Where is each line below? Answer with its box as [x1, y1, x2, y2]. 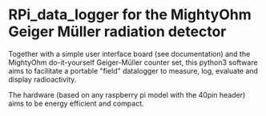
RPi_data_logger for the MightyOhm [8, 6, 252, 24]
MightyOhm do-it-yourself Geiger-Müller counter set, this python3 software [8, 58, 258, 67]
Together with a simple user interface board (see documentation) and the [8, 49, 251, 58]
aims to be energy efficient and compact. [8, 98, 144, 108]
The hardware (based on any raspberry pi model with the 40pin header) [8, 90, 246, 99]
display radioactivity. [8, 74, 77, 84]
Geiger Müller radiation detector [8, 22, 227, 41]
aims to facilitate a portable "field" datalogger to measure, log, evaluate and [8, 66, 259, 75]
